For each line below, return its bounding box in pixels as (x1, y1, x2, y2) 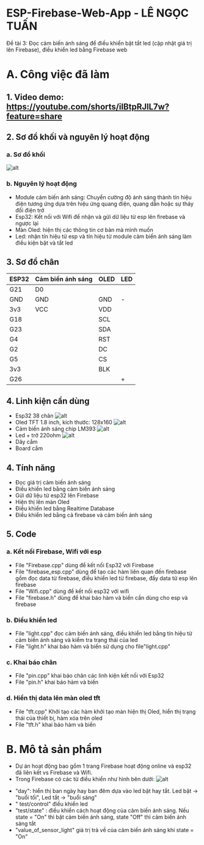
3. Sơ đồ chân (6, 256, 59, 267)
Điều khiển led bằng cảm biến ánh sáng (15, 485, 115, 492)
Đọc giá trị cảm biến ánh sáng (15, 478, 91, 486)
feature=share (6, 111, 62, 121)
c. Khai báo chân (6, 658, 57, 667)
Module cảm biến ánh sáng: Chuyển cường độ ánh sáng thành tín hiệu (15, 193, 192, 201)
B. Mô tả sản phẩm (6, 742, 102, 756)
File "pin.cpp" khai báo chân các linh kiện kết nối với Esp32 (15, 672, 165, 679)
